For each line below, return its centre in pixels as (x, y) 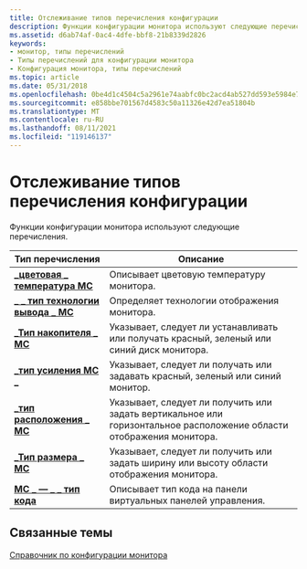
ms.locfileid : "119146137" (61, 137)
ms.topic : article (44, 78)
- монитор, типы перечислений (67, 52)
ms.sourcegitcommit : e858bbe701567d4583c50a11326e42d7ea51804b (132, 103)
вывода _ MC (44, 311)
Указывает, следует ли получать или (191, 364)
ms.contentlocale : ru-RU (57, 120)
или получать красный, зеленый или (191, 338)
